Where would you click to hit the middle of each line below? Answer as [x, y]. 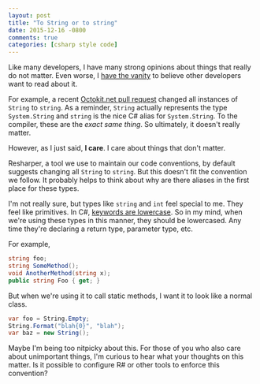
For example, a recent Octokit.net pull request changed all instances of [123, 99]
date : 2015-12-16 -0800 [47, 30]
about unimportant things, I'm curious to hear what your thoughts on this [126, 356]
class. [18, 304]
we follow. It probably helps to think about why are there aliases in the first [129, 180]
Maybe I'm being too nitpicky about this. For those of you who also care [125, 349]
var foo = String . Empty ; [49, 319]
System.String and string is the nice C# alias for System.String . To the [123, 116]
